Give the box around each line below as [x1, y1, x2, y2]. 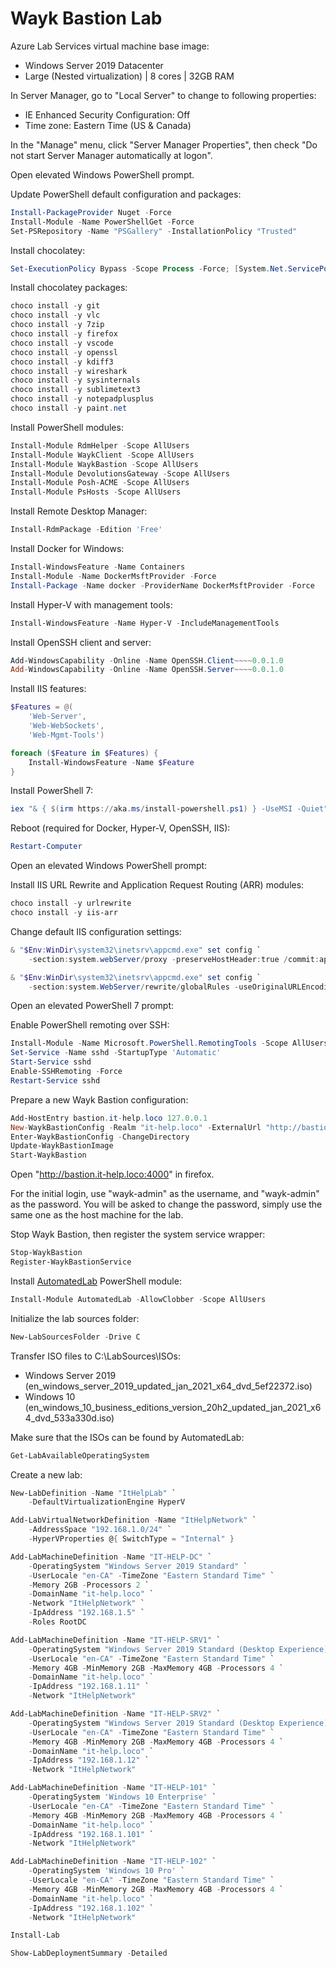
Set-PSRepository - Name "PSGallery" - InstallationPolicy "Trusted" [10, 226, 298, 236]
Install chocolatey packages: [10, 282, 128, 294]
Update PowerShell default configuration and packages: [10, 188, 242, 200]
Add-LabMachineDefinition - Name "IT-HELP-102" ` [10, 1857, 217, 1867]
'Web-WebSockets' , [28, 721, 105, 731]
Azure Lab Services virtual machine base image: [10, 40, 210, 52]
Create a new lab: [10, 1468, 83, 1481]
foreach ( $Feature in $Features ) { [10, 748, 159, 758]
